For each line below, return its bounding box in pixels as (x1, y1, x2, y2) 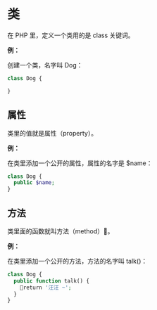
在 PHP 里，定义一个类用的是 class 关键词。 (7, 31, 135, 39)
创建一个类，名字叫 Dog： (7, 60, 83, 69)
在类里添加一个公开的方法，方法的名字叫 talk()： (7, 257, 148, 265)
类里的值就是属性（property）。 (7, 129, 97, 137)
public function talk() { (13, 277, 90, 285)
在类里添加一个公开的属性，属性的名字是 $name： (7, 159, 153, 167)
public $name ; (13, 179, 55, 186)
